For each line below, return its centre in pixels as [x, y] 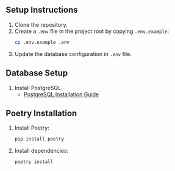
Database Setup [37, 73]
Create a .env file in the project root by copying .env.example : [91, 31]
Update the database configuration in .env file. [73, 54]
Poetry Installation [41, 113]
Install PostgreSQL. [38, 88]
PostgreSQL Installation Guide [61, 94]
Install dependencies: [41, 151]
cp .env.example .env [42, 42]
